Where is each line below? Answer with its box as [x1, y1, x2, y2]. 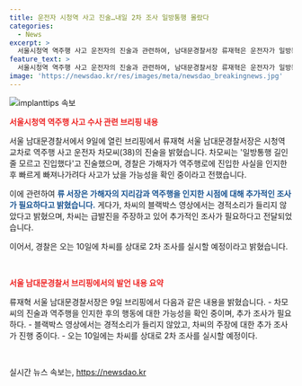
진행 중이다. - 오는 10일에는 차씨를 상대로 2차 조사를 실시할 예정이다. [18, 329, 258, 341]
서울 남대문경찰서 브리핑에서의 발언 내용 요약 [9, 277, 164, 288]
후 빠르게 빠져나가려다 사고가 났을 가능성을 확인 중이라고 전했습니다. [9, 169, 247, 180]
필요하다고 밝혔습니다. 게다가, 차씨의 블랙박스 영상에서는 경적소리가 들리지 [18, 199, 278, 210]
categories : [9, 22, 54, 31]
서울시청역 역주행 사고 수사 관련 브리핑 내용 [9, 116, 159, 127]
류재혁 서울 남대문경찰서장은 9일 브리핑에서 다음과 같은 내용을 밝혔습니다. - [9, 296, 272, 307]
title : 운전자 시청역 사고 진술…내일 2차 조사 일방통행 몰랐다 [9, 13, 209, 22]
